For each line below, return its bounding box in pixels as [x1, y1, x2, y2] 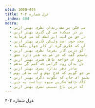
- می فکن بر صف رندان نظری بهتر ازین [9, 25, 86, 30]
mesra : [5, 20, 19, 26]
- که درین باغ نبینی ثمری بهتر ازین [9, 84, 84, 89]
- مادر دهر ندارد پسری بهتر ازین [9, 66, 77, 71]
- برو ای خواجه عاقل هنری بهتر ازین [9, 57, 84, 62]
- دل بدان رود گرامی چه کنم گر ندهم [9, 61, 84, 66]
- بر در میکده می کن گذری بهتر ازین [9, 30, 84, 35]
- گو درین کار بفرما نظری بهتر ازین [9, 48, 84, 53]
